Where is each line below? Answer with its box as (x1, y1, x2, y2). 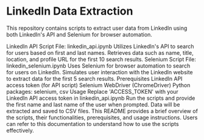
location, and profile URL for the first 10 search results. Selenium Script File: (6, 55, 196, 63)
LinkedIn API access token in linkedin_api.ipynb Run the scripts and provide (6, 94, 195, 102)
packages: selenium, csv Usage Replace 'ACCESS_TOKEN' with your (6, 88, 178, 95)
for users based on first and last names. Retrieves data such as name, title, (6, 49, 194, 56)
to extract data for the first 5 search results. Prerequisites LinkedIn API (6, 75, 183, 82)
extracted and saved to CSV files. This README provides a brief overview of (6, 107, 198, 114)
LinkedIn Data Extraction (6, 4, 133, 18)
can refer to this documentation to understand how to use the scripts (6, 120, 179, 127)
